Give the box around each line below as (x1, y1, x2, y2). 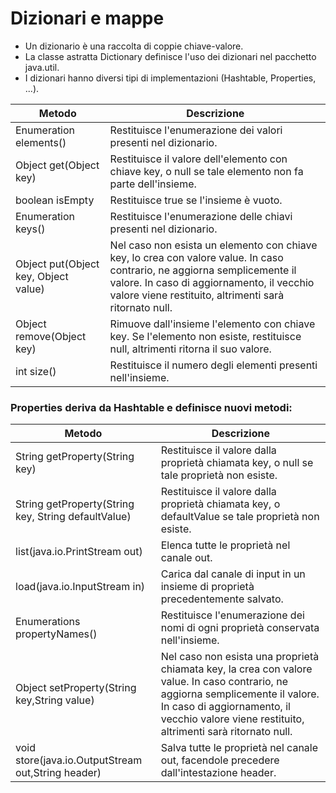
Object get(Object (15, 158, 100, 172)
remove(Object (15, 329, 87, 343)
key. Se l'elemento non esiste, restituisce (109, 329, 302, 343)
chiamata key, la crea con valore (160, 662, 313, 676)
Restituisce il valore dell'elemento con (109, 152, 288, 166)
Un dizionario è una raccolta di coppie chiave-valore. (24, 40, 244, 52)
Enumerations (15, 615, 81, 629)
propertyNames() (15, 627, 98, 641)
